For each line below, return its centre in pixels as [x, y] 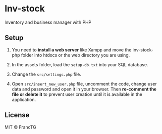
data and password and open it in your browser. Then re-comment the [84, 89]
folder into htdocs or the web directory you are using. [75, 55]
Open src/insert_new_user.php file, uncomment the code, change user [84, 84]
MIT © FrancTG [21, 127]
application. [24, 99]
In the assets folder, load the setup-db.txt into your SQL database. [80, 64]
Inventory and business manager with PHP [48, 22]
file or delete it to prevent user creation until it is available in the [77, 94]
